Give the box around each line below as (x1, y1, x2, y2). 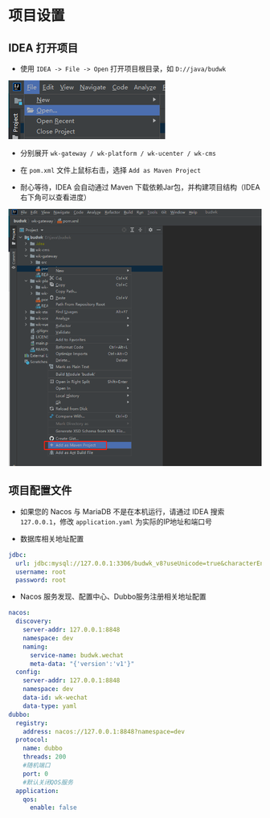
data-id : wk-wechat (22, 693, 88, 702)
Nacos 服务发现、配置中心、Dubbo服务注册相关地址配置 (19, 591, 207, 602)
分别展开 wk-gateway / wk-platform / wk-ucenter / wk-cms (19, 149, 217, 157)
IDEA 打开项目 (8, 41, 79, 55)
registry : (15, 719, 48, 727)
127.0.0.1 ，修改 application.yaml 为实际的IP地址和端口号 (19, 517, 213, 526)
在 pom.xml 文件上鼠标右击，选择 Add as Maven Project (19, 166, 201, 174)
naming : (22, 643, 48, 651)
